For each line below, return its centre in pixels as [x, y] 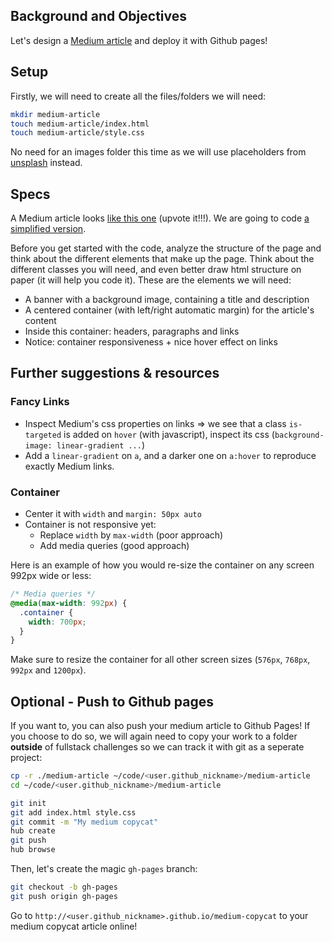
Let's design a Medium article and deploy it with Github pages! [139, 40]
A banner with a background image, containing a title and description [167, 300]
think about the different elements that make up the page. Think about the [162, 259]
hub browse [33, 850]
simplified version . [48, 229]
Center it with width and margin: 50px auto [113, 514]
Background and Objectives [99, 16]
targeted [43, 435]
